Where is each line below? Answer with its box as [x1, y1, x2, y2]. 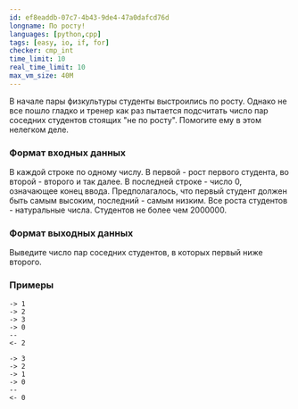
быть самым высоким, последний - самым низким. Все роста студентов [9, 196, 288, 206]
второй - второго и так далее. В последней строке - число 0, [9, 176, 243, 188]
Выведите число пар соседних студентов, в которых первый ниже [9, 247, 263, 258]
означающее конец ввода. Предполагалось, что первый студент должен [9, 186, 287, 196]
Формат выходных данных [9, 227, 134, 239]
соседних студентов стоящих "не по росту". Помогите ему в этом [9, 114, 261, 125]
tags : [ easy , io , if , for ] [9, 38, 110, 47]
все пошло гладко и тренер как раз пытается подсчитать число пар [9, 104, 269, 116]
